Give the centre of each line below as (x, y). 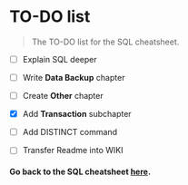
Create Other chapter (63, 96)
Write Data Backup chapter (74, 78)
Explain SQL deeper (59, 59)
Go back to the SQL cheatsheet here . (80, 171)
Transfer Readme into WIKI (73, 151)
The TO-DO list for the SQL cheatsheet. (105, 42)
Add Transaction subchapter (77, 114)
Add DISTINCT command (70, 132)
